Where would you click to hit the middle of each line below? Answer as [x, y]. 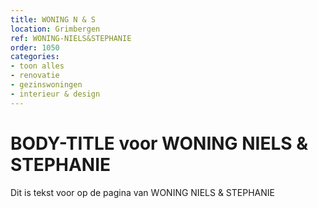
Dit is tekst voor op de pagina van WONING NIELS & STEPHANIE [142, 192]
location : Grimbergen [55, 29]
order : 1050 [35, 47]
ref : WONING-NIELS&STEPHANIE [71, 38]
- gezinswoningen [46, 85]
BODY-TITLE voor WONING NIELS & [159, 143]
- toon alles [37, 66]
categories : [35, 57]
